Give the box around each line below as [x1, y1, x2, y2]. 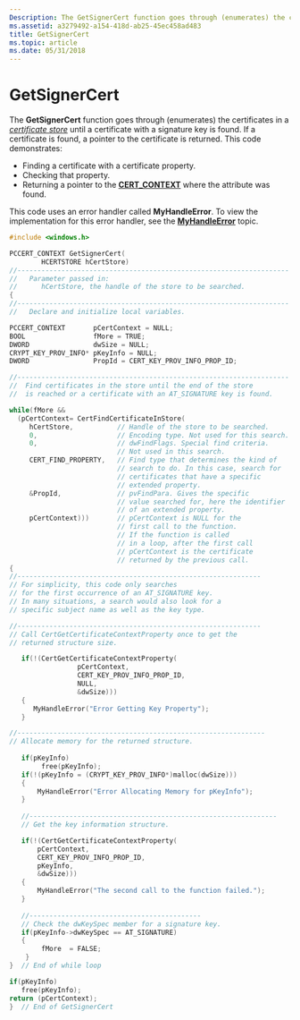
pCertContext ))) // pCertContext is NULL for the [29, 514, 242, 523]
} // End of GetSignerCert [9, 1002, 114, 1011]
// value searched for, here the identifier [117, 497, 286, 506]
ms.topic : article [9, 38, 78, 47]
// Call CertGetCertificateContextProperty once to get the [9, 630, 238, 639]
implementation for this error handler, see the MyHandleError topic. [9, 216, 259, 226]
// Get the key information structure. [21, 820, 170, 829]
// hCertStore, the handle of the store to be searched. [9, 283, 246, 292]
